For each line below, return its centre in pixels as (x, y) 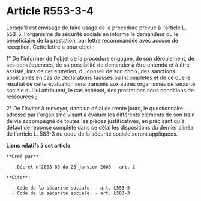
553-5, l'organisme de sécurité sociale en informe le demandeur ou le (92, 34)
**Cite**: (19, 177)
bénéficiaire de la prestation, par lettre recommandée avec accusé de (92, 40)
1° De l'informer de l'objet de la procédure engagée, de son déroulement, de (100, 58)
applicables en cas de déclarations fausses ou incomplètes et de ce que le (98, 77)
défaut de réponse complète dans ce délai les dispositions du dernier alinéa (100, 127)
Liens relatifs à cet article (38, 145)
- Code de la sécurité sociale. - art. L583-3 (71, 193)
